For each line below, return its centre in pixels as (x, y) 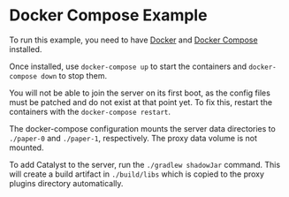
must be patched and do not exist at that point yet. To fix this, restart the (141, 102)
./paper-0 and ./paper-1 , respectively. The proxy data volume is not (133, 138)
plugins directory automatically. (66, 183)
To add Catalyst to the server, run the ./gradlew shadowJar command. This (145, 164)
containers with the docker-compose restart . (90, 111)
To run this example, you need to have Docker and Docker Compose (133, 40)
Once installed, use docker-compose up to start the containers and (128, 66)
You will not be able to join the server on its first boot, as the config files (140, 93)
